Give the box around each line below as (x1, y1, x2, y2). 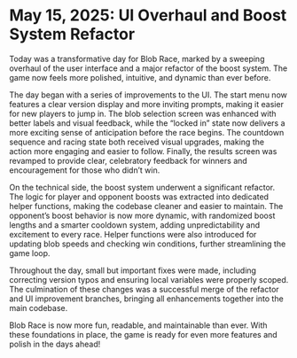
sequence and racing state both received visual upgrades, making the (9, 136, 264, 147)
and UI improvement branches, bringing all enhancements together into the (9, 293, 284, 304)
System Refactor (9, 24, 136, 44)
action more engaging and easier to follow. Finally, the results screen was (9, 145, 277, 156)
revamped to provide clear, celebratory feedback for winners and (9, 155, 248, 166)
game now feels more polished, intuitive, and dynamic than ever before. (9, 72, 271, 82)
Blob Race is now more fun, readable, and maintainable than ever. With (9, 320, 268, 331)
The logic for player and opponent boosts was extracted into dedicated (9, 191, 269, 202)
